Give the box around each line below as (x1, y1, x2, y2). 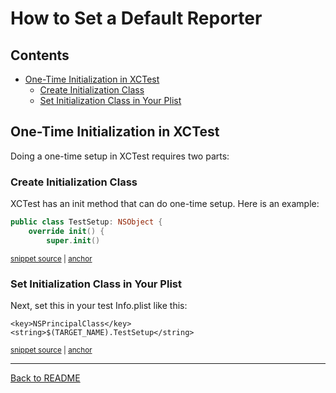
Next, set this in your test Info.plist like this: (10, 300, 188, 312)
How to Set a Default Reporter (10, 7, 263, 30)
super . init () (46, 235, 101, 246)
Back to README (10, 372, 81, 384)
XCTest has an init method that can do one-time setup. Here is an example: (10, 198, 320, 210)
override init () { (28, 226, 105, 236)
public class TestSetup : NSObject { (10, 217, 163, 227)
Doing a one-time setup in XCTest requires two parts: (10, 150, 230, 162)
